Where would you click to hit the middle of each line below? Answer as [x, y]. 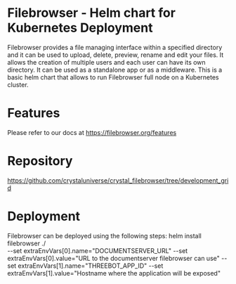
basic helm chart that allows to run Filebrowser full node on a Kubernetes [113, 77]
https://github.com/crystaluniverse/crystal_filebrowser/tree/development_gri [118, 180]
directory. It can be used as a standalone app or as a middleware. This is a [115, 70]
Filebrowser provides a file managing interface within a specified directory [115, 47]
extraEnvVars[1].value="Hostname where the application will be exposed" [114, 273]
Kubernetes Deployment [80, 28]
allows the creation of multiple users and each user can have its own [106, 62]
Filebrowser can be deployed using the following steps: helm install [104, 235]
